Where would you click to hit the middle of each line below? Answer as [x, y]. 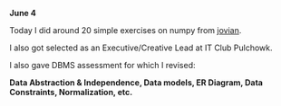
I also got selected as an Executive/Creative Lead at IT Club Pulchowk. [141, 48]
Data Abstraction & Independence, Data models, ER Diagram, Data [136, 83]
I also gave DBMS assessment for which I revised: [102, 65]
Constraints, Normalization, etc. [71, 92]
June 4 [23, 13]
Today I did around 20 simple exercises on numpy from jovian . [126, 30]
